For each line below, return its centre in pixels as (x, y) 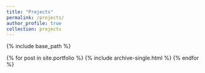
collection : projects (34, 29)
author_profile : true (34, 23)
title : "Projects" (30, 12)
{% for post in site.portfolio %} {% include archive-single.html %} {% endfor (103, 58)
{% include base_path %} (39, 46)
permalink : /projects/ (35, 18)
